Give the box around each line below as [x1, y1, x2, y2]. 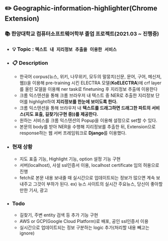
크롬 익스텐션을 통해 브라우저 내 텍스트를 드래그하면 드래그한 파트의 [19, 105, 151, 111]
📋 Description [12, 60, 48, 67]
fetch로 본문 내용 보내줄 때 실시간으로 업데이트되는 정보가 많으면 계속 [19, 174, 155, 180]
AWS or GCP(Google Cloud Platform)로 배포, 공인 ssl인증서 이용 [19, 218, 149, 224]
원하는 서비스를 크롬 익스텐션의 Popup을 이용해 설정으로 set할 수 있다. [19, 117, 157, 123]
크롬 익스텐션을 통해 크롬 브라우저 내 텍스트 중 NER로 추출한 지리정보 [19, 92, 154, 98]
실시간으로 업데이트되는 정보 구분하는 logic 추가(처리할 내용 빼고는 [19, 224, 149, 230]
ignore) [19, 230, 35, 236]
